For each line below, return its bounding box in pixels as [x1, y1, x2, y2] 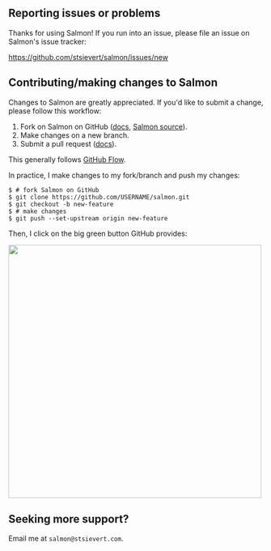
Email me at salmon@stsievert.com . [8, 534, 124, 544]
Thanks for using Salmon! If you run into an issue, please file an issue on [8, 28, 250, 37]
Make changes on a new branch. [19, 130, 129, 140]
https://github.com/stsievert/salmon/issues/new [8, 52, 168, 62]
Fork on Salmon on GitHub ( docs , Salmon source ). [19, 122, 188, 131]
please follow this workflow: [8, 105, 102, 116]
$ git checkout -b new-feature [8, 200, 114, 208]
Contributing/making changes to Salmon [8, 76, 218, 90]
